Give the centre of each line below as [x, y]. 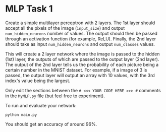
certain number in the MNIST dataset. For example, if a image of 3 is [76, 70]
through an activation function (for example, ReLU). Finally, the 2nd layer [81, 39]
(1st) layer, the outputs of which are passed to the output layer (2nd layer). [82, 59]
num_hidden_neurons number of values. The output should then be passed [81, 33]
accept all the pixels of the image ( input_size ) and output [65, 28]
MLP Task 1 [29, 9]
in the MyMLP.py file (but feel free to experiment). [55, 96]
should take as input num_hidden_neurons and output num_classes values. [80, 44]
